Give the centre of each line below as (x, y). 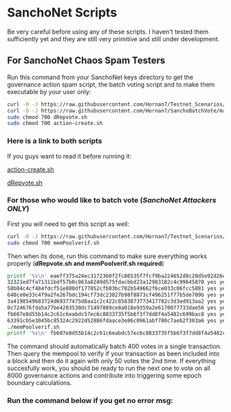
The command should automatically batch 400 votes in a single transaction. (114, 346)
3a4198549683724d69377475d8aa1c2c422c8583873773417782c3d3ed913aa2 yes (112, 301)
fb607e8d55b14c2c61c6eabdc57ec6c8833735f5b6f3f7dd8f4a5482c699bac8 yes (112, 314)
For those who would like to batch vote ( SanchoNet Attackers (112, 201)
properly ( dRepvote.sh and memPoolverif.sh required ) (86, 263)
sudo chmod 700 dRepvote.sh (47, 117)
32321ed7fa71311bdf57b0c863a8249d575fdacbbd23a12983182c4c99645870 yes (112, 282)
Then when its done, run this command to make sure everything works (107, 256)
